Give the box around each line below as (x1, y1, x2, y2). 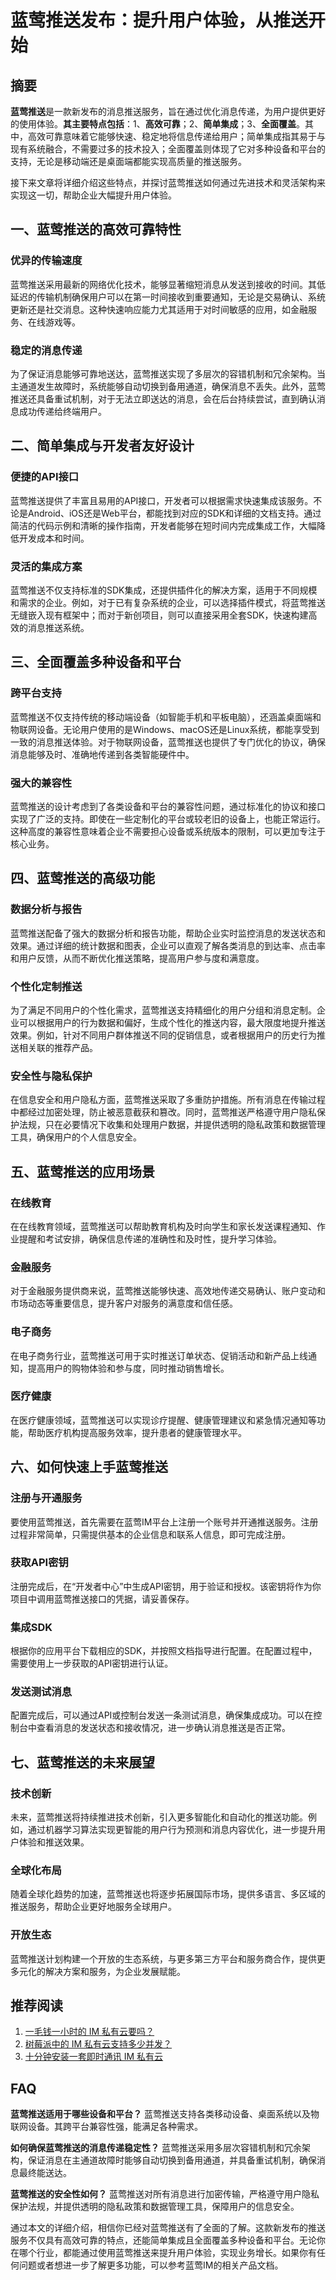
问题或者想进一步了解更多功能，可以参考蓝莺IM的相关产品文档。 (18, 2259, 284, 2271)
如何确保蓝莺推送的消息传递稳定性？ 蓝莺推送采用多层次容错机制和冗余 (10, 2142, 302, 2154)
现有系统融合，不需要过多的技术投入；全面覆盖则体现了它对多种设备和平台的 (10, 143, 326, 155)
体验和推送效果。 (18, 1836, 90, 1848)
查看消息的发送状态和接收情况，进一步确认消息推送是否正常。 (36, 1722, 291, 1734)
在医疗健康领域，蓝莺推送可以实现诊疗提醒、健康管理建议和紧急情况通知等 (10, 1414, 317, 1426)
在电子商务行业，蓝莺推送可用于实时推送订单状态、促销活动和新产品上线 (10, 1349, 308, 1361)
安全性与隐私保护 (10, 1069, 93, 1083)
